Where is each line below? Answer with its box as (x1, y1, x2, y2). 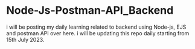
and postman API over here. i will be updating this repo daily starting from (6, 29, 190, 36)
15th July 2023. (6, 36, 45, 43)
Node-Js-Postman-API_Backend (6, 4, 174, 17)
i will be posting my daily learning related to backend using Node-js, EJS (6, 23, 187, 30)
